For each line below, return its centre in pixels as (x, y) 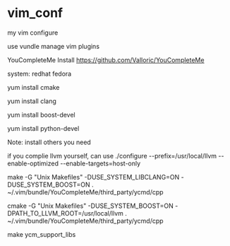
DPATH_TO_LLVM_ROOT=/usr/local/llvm (65, 213)
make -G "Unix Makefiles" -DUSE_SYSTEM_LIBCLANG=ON (93, 177)
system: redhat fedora (40, 74)
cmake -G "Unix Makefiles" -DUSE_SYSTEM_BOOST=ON (91, 206)
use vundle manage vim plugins (54, 46)
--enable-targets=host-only (100, 163)
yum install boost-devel (41, 115)
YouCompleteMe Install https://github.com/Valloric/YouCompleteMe (106, 60)
